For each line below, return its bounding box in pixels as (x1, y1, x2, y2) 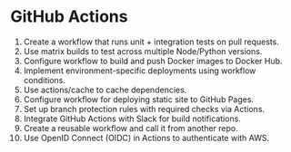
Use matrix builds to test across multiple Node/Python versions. (23, 45, 263, 56)
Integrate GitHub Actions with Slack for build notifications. (23, 113, 242, 124)
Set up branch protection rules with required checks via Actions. (23, 103, 266, 114)
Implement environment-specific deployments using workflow (23, 65, 256, 76)
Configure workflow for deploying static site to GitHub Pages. (23, 93, 254, 105)
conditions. (23, 74, 66, 85)
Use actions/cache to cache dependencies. (23, 84, 187, 95)
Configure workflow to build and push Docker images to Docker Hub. (23, 55, 283, 66)
